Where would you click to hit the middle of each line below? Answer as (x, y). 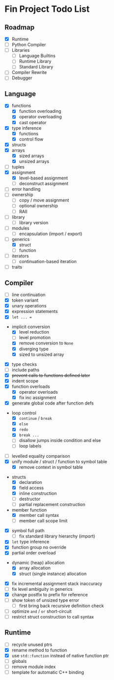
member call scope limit (43, 521)
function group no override (39, 547)
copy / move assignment (44, 200)
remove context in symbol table (51, 467)
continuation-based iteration (48, 262)
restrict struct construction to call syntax (53, 616)
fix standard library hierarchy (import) (57, 536)
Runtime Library (35, 61)
